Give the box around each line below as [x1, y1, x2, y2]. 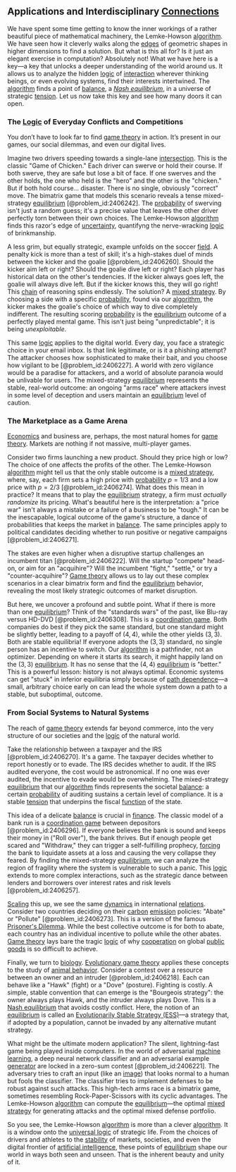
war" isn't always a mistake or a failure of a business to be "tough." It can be [7, 505, 229, 514]
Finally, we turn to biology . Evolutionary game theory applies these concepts [7, 958, 229, 966]
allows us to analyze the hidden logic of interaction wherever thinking [7, 69, 209, 78]
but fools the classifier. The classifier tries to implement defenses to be [7, 1076, 213, 1085]
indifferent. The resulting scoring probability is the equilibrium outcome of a [7, 310, 227, 319]
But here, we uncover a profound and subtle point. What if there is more [7, 600, 216, 609]
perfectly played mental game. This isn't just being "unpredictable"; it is [7, 317, 216, 326]
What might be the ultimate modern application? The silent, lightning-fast [7, 1039, 220, 1047]
